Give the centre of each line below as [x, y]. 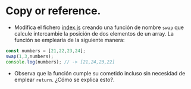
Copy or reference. [53, 11]
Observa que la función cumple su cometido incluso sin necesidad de [100, 73]
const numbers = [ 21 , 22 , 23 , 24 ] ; [46, 51]
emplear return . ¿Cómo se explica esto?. [64, 80]
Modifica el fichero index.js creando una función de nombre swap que [99, 27]
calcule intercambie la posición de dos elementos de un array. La [94, 33]
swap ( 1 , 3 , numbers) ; [30, 56]
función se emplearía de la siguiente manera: [69, 40]
